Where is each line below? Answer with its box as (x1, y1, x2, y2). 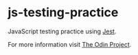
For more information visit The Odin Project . (8, 40, 132, 48)
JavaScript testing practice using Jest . (8, 27, 117, 35)
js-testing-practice (8, 5, 119, 20)
